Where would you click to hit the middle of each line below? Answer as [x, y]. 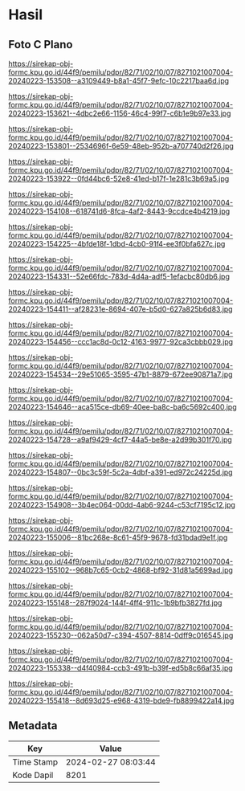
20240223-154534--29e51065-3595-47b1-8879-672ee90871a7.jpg [120, 374]
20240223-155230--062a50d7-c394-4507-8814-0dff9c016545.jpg [121, 635]
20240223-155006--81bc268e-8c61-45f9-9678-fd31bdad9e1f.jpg [118, 537]
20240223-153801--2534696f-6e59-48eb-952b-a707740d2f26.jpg [121, 146]
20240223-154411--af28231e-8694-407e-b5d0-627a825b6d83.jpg [120, 309]
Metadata [33, 726]
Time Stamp [35, 762]
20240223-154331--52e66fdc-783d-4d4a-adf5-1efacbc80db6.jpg [119, 276]
